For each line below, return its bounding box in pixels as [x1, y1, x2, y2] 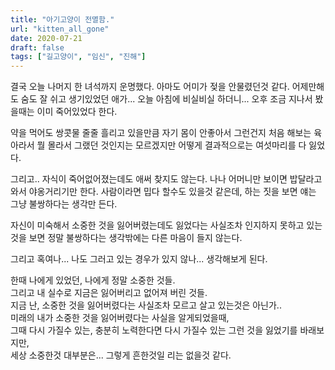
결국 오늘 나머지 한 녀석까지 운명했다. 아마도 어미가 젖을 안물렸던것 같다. [10, 81, 290, 93]
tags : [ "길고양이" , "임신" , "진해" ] [10, 52, 147, 62]
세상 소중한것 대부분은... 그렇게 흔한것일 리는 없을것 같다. [10, 349, 232, 361]
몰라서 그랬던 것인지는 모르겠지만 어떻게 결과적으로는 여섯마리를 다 [47, 139, 307, 151]
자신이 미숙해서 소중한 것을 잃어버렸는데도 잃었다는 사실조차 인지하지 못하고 [10, 219, 305, 231]
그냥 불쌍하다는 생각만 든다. [10, 198, 118, 210]
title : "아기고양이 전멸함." [10, 14, 115, 25]
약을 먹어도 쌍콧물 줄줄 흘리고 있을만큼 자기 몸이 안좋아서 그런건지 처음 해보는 [10, 127, 312, 139]
